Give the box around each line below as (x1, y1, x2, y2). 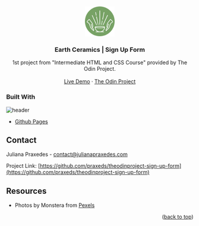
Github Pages (14, 118, 49, 125)
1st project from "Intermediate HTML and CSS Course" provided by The (12, 59, 188, 66)
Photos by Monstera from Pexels (14, 202, 95, 209)
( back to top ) (162, 214, 194, 221)
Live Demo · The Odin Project (64, 78, 136, 85)
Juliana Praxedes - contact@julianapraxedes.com (6, 151, 128, 158)
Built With (6, 93, 36, 101)
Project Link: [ (6, 162, 40, 169)
